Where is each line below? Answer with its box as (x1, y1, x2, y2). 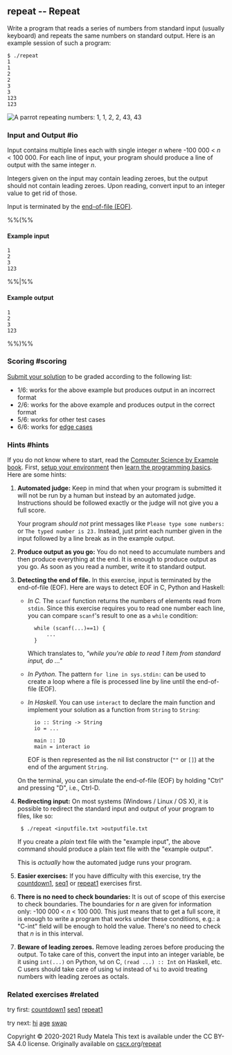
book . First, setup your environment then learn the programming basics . (7, 463, 213, 471)
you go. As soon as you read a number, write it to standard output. (17, 562, 206, 571)
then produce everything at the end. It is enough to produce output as (17, 555, 217, 564)
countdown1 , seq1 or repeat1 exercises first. (17, 879, 142, 888)
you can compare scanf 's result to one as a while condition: (27, 611, 199, 620)
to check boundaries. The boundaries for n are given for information (17, 900, 212, 909)
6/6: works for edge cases (17, 423, 93, 431)
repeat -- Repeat (7, 6, 80, 17)
